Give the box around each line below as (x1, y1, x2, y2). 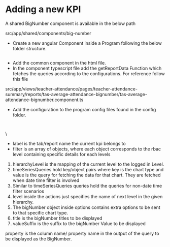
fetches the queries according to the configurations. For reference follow (12, 70, 165, 77)
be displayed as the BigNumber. (5, 235, 72, 242)
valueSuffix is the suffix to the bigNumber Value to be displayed (12, 220, 146, 227)
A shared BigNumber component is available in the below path (5, 20, 136, 26)
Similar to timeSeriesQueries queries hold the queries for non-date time (12, 182, 162, 189)
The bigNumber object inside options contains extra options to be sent (12, 204, 161, 210)
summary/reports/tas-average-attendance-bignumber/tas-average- (5, 91, 147, 97)
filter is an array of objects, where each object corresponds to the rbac (12, 146, 161, 152)
